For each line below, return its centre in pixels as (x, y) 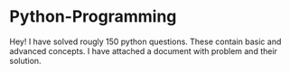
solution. (26, 60)
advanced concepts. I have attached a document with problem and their (144, 50)
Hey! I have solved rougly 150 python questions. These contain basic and (145, 41)
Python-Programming (93, 17)
